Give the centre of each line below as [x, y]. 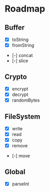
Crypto [16, 77]
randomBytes [26, 100]
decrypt [20, 94]
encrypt [20, 88]
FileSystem [22, 116]
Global [15, 172]
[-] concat [22, 56]
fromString [23, 45]
